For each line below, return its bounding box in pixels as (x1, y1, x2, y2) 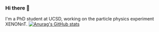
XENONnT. (5, 21, 28, 27)
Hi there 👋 (5, 4, 30, 11)
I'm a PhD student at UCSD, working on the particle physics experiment (5, 16, 154, 22)
